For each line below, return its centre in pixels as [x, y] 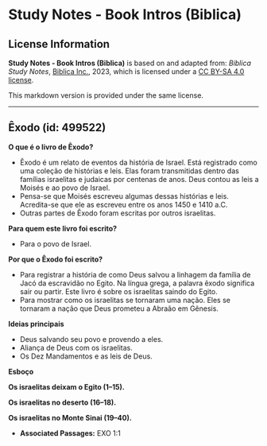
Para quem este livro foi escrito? [63, 228]
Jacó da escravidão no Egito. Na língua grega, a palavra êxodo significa [137, 283]
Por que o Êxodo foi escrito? [56, 259]
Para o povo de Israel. [56, 243]
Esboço [21, 371]
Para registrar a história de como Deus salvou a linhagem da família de [135, 274]
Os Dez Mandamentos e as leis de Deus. [86, 356]
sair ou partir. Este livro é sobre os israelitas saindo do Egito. [119, 291]
